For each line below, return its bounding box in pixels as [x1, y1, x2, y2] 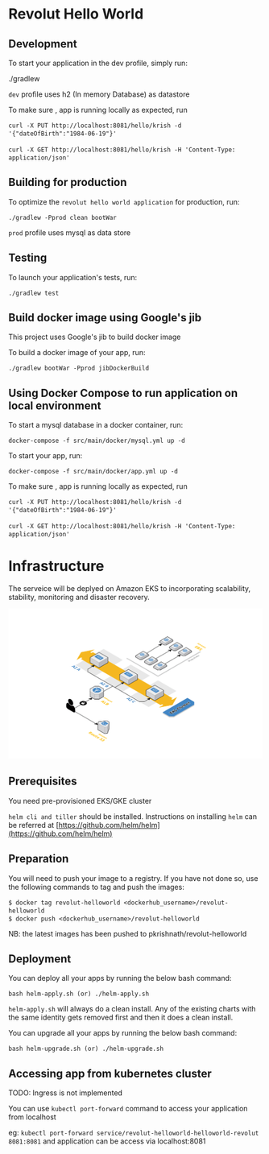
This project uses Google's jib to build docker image [8, 332, 181, 342]
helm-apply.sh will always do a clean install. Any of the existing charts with [8, 1004, 256, 1014]
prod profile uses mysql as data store [8, 227, 131, 238]
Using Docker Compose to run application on [8, 386, 238, 399]
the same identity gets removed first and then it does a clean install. [8, 1012, 234, 1023]
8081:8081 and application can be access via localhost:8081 [8, 1136, 206, 1146]
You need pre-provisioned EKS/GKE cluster [8, 796, 152, 805]
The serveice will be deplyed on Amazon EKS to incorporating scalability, [8, 584, 251, 594]
